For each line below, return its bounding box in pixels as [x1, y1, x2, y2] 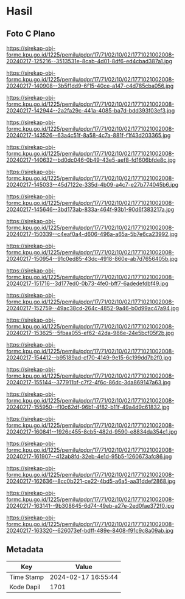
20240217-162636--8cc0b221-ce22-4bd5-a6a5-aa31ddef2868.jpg [6, 477, 176, 485]
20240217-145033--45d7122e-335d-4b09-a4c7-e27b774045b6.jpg [6, 181, 178, 188]
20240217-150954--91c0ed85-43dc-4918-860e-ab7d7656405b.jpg [6, 255, 178, 262]
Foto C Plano [6, 29, 55, 39]
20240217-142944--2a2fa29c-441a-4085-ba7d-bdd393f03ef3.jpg [6, 107, 175, 114]
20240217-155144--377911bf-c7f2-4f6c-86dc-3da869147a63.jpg [6, 379, 171, 386]
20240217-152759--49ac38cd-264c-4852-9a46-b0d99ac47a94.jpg [6, 305, 180, 311]
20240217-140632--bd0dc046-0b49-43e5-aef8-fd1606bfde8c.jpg [6, 156, 176, 164]
